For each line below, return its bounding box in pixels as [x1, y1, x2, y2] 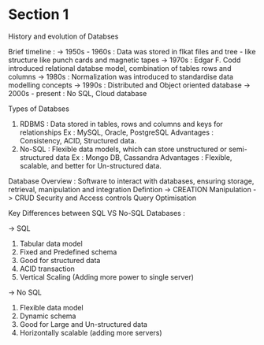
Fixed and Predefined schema [19, 247, 117, 257]
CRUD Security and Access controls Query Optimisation [14, 193, 197, 202]
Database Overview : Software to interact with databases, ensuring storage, [8, 176, 255, 186]
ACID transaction [19, 264, 75, 273]
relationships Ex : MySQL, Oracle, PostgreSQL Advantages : [19, 128, 214, 137]
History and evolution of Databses [8, 32, 119, 41]
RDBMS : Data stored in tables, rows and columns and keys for [19, 119, 223, 128]
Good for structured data [19, 255, 101, 265]
